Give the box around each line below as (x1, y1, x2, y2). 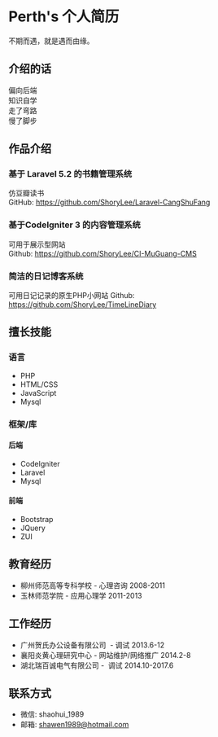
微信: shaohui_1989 (20, 709, 85, 719)
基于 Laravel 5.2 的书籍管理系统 (8, 169, 133, 180)
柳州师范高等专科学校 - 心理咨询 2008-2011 (20, 580, 165, 590)
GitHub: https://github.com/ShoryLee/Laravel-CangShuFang (8, 197, 211, 208)
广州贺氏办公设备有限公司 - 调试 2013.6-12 (20, 640, 165, 650)
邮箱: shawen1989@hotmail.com (20, 720, 129, 730)
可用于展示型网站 (8, 239, 66, 249)
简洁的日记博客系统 (8, 270, 84, 282)
